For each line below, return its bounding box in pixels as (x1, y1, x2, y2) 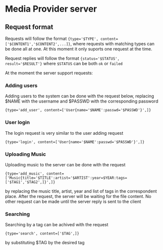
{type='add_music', (5, 171, 45, 176)
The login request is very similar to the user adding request (5, 130, 124, 136)
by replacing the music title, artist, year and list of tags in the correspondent (5, 188, 157, 194)
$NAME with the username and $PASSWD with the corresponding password (5, 98, 159, 104)
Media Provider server (5, 3, 97, 15)
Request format (5, 23, 54, 31)
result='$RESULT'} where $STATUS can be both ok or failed (5, 61, 123, 66)
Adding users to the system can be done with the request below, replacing (5, 93, 154, 99)
